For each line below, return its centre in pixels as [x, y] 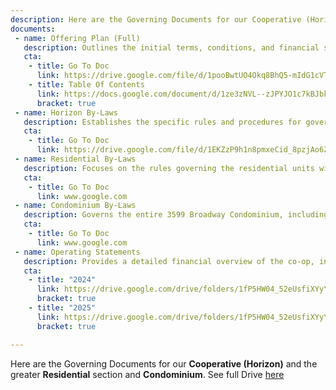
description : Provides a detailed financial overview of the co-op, [169, 261]
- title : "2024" [62, 280]
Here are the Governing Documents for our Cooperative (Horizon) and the [164, 363]
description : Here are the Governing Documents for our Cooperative [156, 19]
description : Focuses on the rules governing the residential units [169, 168]
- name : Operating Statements [77, 252]
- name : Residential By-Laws [75, 159]
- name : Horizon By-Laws [66, 112]
